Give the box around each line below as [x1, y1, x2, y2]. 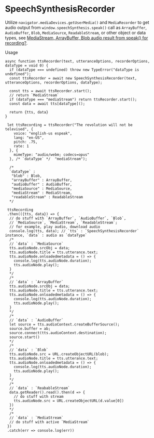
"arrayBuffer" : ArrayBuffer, [11, 178, 72, 182]
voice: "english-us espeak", [14, 131, 72, 136]
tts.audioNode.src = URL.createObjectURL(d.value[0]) [14, 398, 124, 403]
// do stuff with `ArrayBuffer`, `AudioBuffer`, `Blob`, [9, 216, 126, 221]
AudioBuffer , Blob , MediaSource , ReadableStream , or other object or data [5, 30, 146, 35]
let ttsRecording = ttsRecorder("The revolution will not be [7, 122, 133, 127]
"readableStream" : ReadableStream [11, 195, 83, 199]
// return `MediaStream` [9, 93, 59, 97]
